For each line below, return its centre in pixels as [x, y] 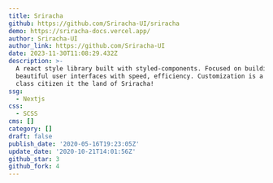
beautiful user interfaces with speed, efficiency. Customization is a [140, 76]
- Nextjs [30, 99]
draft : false [30, 136]
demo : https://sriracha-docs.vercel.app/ [80, 31]
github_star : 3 [34, 159]
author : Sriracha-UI [43, 38]
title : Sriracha [36, 16]
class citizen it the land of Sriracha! [85, 83]
